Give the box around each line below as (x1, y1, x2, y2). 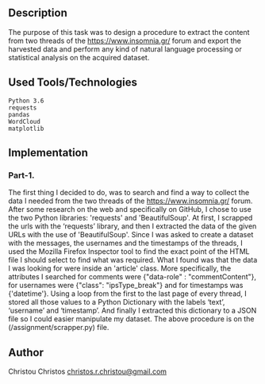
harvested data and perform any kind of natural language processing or (8, 44, 242, 54)
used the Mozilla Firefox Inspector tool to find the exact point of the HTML (8, 247, 250, 256)
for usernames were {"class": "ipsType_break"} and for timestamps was (8, 281, 244, 290)
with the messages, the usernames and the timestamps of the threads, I (8, 238, 244, 248)
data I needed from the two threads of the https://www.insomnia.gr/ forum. (8, 196, 253, 205)
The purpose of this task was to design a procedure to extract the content (8, 27, 250, 36)
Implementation (8, 146, 89, 159)
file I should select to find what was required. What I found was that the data (8, 255, 258, 265)
